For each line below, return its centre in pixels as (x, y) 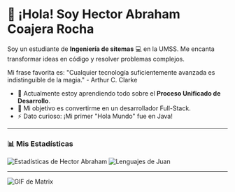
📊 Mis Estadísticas (40, 144)
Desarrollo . (34, 101)
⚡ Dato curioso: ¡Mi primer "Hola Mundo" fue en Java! (95, 116)
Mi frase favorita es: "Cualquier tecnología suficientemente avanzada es (111, 72)
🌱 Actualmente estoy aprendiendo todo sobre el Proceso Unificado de (119, 93)
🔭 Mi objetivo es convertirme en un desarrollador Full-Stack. (104, 108)
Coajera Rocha (51, 29)
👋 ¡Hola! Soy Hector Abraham (94, 14)
